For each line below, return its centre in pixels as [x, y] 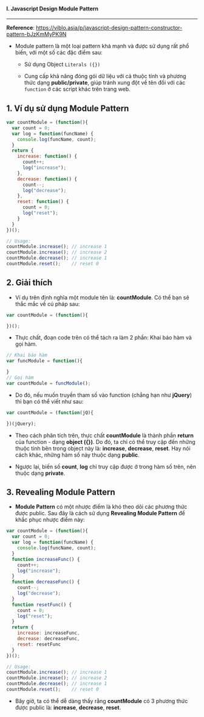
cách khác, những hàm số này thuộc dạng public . [77, 455]
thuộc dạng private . [40, 473]
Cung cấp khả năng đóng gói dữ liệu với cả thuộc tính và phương [105, 76]
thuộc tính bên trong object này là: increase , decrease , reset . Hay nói [103, 448]
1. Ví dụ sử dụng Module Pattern [68, 108]
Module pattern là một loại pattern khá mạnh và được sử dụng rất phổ [102, 46]
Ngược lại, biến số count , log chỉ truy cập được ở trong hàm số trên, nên [105, 466]
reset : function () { [43, 202]
